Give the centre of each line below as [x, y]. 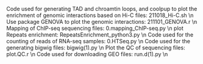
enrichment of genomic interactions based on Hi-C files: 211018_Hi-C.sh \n [100, 15]
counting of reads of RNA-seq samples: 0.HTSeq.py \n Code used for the [98, 41]
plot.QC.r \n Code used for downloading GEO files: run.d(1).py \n [87, 54]
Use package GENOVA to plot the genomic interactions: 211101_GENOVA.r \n [102, 22]
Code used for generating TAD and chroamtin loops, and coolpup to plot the [102, 9]
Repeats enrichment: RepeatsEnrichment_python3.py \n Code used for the [100, 35]
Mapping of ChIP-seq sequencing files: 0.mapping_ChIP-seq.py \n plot [95, 28]
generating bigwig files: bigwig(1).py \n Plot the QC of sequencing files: [96, 48]
